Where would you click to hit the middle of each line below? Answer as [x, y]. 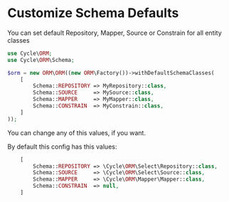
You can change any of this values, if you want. [76, 132]
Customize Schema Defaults [93, 13]
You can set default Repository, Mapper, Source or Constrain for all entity [114, 33]
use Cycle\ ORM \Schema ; [41, 60]
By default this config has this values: [62, 147]
